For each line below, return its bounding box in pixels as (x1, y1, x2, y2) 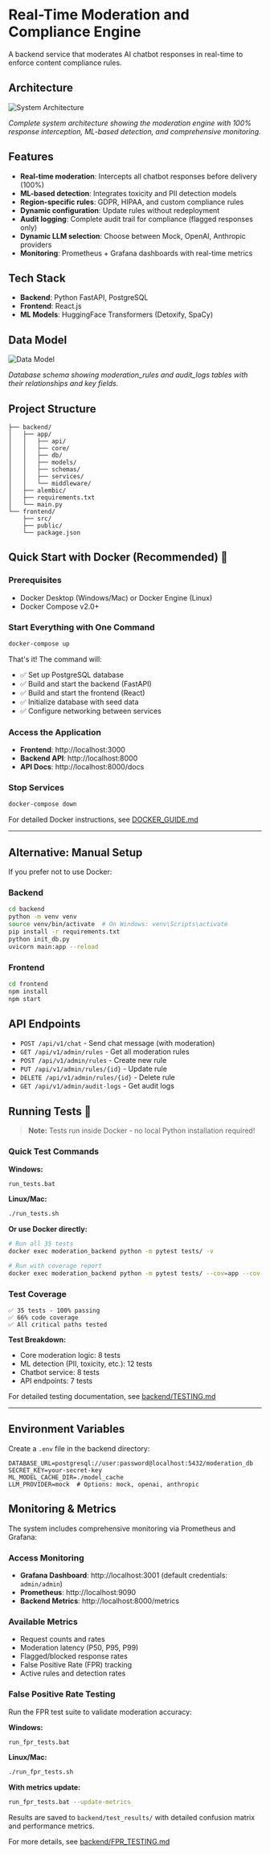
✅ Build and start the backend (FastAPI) (19, 679, 153, 688)
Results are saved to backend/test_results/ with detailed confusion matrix (8, 1813, 256, 1823)
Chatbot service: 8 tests (19, 1368, 100, 1377)
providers (19, 240, 52, 249)
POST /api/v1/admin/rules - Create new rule (19, 1056, 167, 1065)
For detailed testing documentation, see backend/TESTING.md (8, 1392, 216, 1401)
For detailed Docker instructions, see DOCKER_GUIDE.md (8, 814, 198, 825)
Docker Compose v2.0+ (19, 601, 100, 611)
